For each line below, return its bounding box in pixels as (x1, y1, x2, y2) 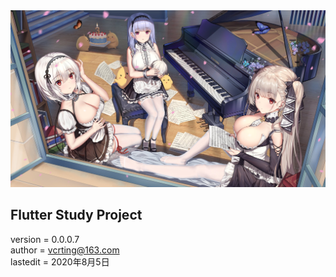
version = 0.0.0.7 (10, 233, 80, 245)
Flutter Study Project (10, 207, 143, 224)
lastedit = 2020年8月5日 (10, 255, 110, 268)
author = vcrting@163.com (10, 244, 120, 256)
